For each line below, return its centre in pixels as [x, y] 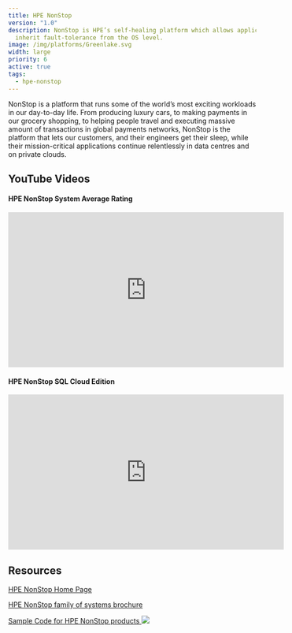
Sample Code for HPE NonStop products [74, 621]
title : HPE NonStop [40, 15]
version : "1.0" [33, 23]
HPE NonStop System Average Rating [70, 199]
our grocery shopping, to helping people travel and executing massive [122, 121]
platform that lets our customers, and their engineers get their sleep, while [128, 137]
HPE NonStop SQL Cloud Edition [62, 381]
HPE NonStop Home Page [50, 590]
